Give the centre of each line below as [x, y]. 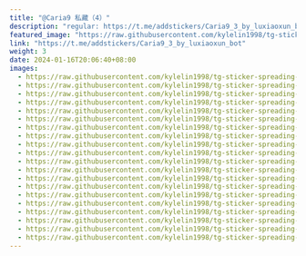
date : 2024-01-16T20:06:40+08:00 [73, 60]
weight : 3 [28, 52]
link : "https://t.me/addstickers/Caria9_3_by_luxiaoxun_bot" [128, 43]
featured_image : [40, 34]
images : [24, 69]
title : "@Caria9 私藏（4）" [60, 18]
